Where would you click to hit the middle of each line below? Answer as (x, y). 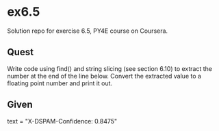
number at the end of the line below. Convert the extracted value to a (104, 76)
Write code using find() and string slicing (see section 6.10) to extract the (109, 68)
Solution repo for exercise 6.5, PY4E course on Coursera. (88, 31)
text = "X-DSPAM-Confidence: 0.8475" (62, 121)
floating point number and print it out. (60, 83)
